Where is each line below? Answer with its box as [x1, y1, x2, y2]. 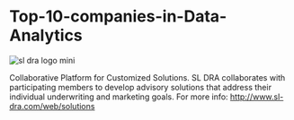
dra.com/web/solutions [9, 100, 95, 111]
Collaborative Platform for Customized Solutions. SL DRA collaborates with [9, 72, 286, 82]
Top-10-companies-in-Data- [9, 6, 227, 27]
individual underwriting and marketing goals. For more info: [9, 91, 228, 102]
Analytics [9, 25, 83, 46]
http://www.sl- [229, 91, 284, 102]
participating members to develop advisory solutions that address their [9, 81, 272, 92]
